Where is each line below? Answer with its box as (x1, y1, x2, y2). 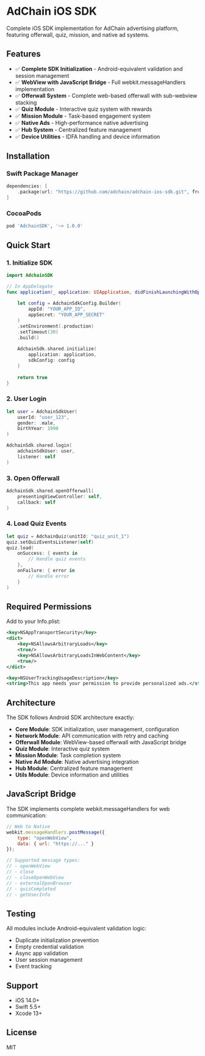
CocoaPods (6, 209, 41, 217)
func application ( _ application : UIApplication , (6, 289, 132, 295)
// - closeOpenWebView (6, 874, 64, 880)
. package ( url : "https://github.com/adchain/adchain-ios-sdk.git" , (17, 189, 190, 195)
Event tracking (15, 963, 52, 970)
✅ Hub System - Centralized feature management (15, 126, 142, 133)
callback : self (17, 499, 56, 505)
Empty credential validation (15, 943, 84, 951)
